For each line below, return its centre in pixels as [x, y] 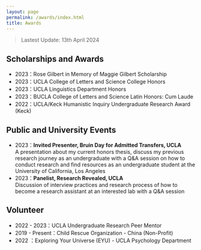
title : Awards [24, 23]
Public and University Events [61, 130]
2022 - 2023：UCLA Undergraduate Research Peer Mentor [88, 225]
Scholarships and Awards [55, 59]
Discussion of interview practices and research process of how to [96, 185]
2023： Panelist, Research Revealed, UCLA [69, 178]
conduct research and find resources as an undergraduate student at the [105, 165]
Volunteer [25, 210]
